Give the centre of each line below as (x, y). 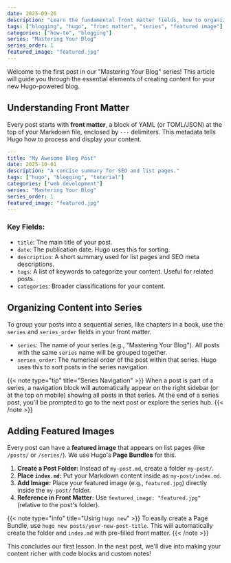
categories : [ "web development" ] (55, 184)
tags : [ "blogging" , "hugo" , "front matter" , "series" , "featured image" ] (115, 26)
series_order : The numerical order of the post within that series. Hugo (117, 360)
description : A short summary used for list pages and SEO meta (108, 256)
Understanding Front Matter (68, 108)
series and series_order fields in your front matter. (79, 331)
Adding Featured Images (61, 431)
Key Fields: (26, 227)
